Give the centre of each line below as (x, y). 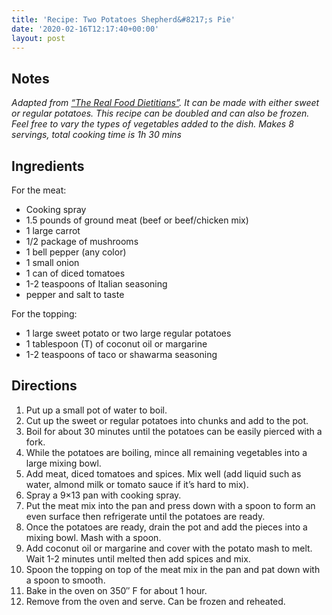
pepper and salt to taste (75, 294)
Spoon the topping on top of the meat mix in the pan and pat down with (173, 569)
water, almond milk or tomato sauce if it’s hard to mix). (137, 484)
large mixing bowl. (63, 463)
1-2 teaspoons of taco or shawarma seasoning (121, 354)
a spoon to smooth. (65, 580)
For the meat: (39, 190)
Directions (44, 386)
